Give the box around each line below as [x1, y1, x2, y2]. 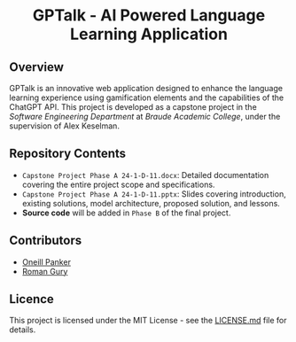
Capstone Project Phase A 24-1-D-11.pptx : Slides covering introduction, [21, 188, 286, 199]
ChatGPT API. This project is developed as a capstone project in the [9, 102, 257, 112]
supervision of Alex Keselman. [9, 120, 120, 131]
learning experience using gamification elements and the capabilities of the [9, 92, 284, 103]
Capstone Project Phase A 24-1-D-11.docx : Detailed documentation [21, 169, 269, 180]
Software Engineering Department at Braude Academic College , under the [9, 112, 281, 121]
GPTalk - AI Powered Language [32, 5, 266, 26]
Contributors [9, 233, 82, 248]
